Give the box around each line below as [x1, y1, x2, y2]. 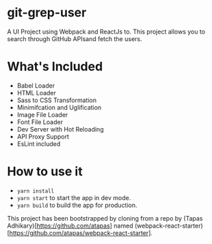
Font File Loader [16, 118, 64, 126]
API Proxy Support [16, 132, 70, 141]
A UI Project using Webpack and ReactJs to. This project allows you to [7, 27, 206, 36]
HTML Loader [16, 88, 57, 97]
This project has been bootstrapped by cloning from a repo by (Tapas [7, 214, 203, 222]
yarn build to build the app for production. [16, 201, 138, 209]
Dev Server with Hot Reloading [16, 125, 104, 133]
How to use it [7, 164, 83, 180]
